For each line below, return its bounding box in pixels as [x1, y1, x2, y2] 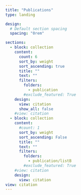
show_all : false [18, 106, 53, 112]
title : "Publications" [5, 7, 53, 13]
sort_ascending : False [18, 134, 67, 140]
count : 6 [18, 54, 38, 59]
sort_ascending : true [18, 64, 65, 69]
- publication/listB [28, 158, 72, 163]
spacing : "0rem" [10, 31, 44, 36]
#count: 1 [18, 125, 40, 130]
